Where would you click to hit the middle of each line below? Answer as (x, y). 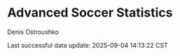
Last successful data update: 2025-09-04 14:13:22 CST (88, 45)
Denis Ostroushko (33, 32)
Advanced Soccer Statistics (90, 13)
